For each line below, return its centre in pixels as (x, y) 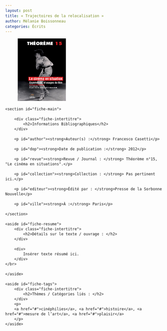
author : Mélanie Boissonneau (35, 21)
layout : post (19, 10)
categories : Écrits (25, 26)
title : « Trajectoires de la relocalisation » (54, 16)
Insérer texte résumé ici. (51, 254)
